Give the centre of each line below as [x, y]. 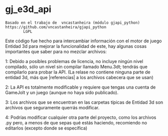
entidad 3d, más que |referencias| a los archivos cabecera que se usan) [79, 77]
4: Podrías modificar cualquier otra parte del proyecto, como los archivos [81, 117]
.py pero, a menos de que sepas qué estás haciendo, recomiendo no [76, 122]
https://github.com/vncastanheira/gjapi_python [56, 27]
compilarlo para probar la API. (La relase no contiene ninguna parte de [78, 72]
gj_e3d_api [28, 9]
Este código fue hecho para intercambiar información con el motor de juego [83, 41]
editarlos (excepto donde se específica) [46, 128]
